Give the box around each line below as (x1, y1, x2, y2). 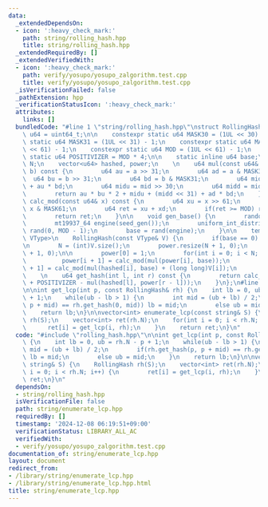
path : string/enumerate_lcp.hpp (15, 405, 124, 414)
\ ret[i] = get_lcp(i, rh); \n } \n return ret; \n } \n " (22, 323, 241, 331)
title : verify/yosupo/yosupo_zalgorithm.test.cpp (22, 78, 191, 86)
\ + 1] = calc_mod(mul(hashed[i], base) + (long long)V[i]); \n (22, 264, 238, 272)
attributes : (15, 109, 56, 117)
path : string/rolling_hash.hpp (22, 34, 127, 42)
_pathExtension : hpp (15, 93, 84, 101)
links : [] (22, 116, 56, 124)
